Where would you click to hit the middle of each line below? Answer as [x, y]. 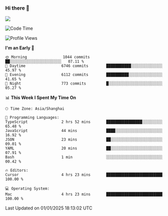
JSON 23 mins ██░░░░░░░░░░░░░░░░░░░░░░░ [84, 140]
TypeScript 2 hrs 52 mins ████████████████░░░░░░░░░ [84, 122]
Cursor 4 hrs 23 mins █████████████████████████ [84, 175]
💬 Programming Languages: [32, 118]
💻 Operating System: [28, 189]
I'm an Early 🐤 [20, 48]
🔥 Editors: [17, 171]
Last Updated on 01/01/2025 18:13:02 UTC [49, 208]
